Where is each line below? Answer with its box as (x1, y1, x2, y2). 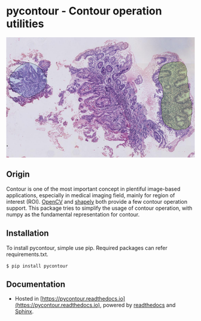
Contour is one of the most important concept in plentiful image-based (6, 185, 181, 192)
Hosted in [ (14, 295, 42, 302)
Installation (6, 228, 49, 239)
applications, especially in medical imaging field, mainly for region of (6, 191, 175, 199)
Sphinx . (14, 308, 34, 315)
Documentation (6, 279, 66, 289)
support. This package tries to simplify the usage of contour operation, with (6, 204, 193, 212)
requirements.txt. (6, 251, 49, 258)
